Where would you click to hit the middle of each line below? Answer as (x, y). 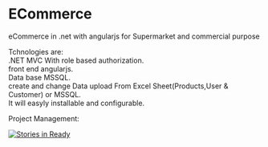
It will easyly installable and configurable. (77, 103)
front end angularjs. (41, 68)
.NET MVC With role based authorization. (76, 60)
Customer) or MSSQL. (45, 94)
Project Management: (44, 118)
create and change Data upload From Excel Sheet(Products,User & (118, 86)
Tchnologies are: (36, 51)
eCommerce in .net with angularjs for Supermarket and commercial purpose (134, 36)
